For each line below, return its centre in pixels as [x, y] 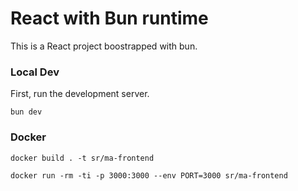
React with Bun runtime [109, 18]
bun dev [26, 112]
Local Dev [35, 72]
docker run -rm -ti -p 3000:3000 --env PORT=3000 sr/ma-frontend [149, 175]
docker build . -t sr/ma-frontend [82, 158]
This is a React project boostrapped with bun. [104, 46]
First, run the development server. [80, 94]
